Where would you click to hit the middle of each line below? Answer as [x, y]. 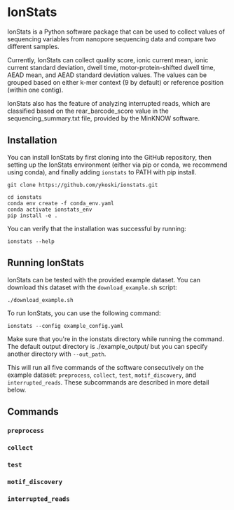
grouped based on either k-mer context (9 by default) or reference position [116, 82]
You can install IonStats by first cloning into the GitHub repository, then [110, 157]
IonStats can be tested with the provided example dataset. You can [104, 280]
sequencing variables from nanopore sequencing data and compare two [111, 39]
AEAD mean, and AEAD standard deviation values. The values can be [107, 75]
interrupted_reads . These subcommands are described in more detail [108, 382]
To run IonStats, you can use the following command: [84, 313]
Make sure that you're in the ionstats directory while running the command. [116, 339]
